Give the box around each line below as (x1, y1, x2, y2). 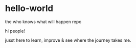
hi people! (5, 28, 25, 34)
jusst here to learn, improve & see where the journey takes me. (5, 37, 131, 43)
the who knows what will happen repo (5, 19, 82, 24)
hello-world (5, 3, 54, 14)
